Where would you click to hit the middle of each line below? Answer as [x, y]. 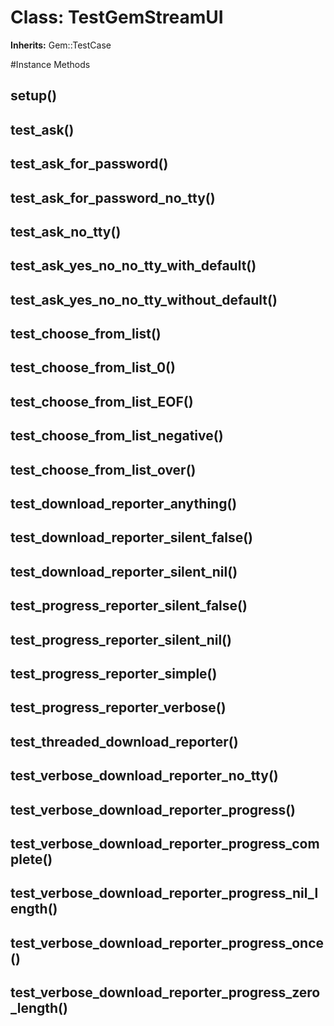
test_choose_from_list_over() [103, 469]
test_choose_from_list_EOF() [102, 401]
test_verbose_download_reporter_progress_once [167, 942]
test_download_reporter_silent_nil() [124, 571]
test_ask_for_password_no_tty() [113, 197]
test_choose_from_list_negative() [117, 436]
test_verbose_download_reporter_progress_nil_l [164, 893]
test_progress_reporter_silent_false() [129, 606]
